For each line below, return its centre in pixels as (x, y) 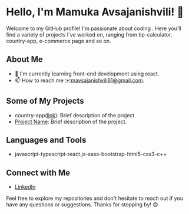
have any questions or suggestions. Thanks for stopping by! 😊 (82, 205)
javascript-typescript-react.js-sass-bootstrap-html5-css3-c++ (91, 154)
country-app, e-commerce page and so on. (59, 41)
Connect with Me (38, 172)
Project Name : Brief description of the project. (70, 121)
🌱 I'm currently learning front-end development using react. (87, 74)
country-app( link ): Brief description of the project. (75, 115)
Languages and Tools (46, 140)
